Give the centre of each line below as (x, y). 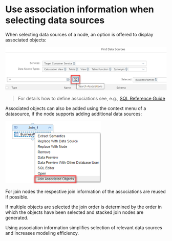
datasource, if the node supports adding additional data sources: (74, 114)
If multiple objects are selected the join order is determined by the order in (84, 207)
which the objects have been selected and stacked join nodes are (74, 212)
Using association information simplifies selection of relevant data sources (84, 227)
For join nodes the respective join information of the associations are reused (86, 191)
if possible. (17, 197)
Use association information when (80, 9)
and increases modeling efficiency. (42, 233)
